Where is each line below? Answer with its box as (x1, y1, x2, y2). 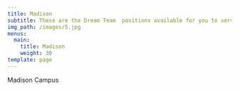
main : (14, 37, 31, 44)
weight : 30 (20, 50, 53, 57)
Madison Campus (7, 75, 59, 84)
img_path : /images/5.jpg (7, 23, 81, 30)
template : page (7, 56, 53, 63)
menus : (7, 30, 27, 37)
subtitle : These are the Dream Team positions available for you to (7, 17, 218, 24)
